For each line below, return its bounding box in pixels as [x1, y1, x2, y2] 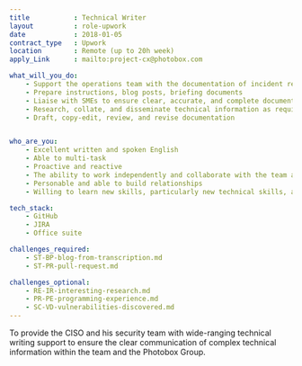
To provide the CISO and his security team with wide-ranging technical [9, 327, 272, 338]
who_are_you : [9, 137, 58, 147]
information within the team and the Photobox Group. [9, 347, 207, 357]
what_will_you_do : [9, 71, 78, 81]
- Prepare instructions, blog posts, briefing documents [25, 87, 244, 97]
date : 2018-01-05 [9, 30, 123, 39]
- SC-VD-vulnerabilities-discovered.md [25, 303, 175, 312]
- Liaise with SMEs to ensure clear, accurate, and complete [25, 96, 259, 105]
